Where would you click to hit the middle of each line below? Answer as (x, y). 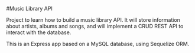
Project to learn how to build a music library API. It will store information (93, 20)
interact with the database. (39, 32)
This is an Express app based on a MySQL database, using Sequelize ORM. (98, 44)
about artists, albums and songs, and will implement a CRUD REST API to (95, 26)
